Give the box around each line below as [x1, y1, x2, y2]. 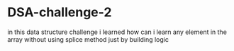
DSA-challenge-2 [7, 4, 112, 21]
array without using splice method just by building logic [7, 35, 169, 43]
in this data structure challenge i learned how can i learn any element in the [7, 28, 227, 36]
